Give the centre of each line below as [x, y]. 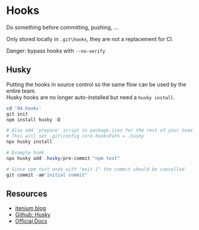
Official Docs [31, 221]
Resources [27, 193]
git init [17, 114]
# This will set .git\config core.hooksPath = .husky [75, 136]
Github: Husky [33, 215]
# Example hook [25, 153]
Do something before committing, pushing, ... [62, 27]
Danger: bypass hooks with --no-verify [56, 51]
